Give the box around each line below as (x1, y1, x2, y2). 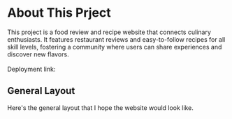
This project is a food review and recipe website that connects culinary (7, 28, 211, 36)
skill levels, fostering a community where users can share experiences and (7, 42, 222, 51)
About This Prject (7, 5, 112, 21)
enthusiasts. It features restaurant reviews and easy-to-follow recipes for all (7, 35, 226, 43)
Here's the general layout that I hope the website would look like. (7, 103, 194, 112)
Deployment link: (7, 65, 56, 73)
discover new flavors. (7, 50, 69, 58)
